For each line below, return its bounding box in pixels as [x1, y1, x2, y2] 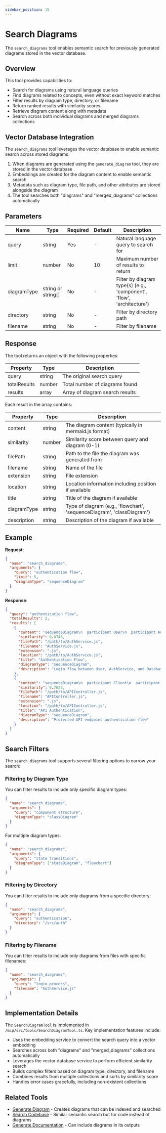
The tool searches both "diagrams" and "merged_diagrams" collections [12, 192, 158, 198]
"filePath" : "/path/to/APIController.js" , [18, 690, 107, 695]
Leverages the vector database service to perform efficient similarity [12, 1058, 152, 1064]
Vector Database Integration [5, 133, 94, 141]
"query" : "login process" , [14, 981, 70, 986]
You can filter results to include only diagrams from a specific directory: [5, 893, 151, 899]
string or [42, 285, 63, 292]
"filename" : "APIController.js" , [18, 694, 87, 699]
